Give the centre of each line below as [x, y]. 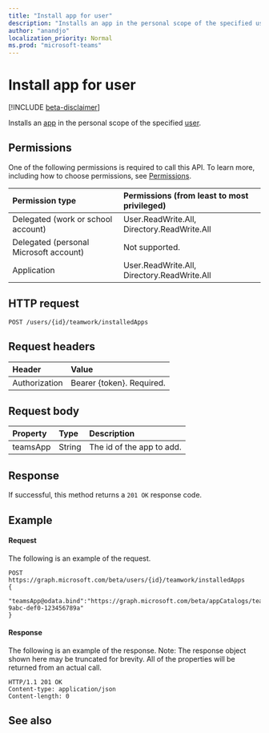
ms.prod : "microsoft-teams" [55, 46]
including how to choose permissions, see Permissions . [100, 175]
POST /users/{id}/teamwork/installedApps [78, 322]
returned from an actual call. [55, 667]
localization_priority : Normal [60, 38]
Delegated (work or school [62, 219]
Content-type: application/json [62, 689]
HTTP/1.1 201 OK [35, 682]
